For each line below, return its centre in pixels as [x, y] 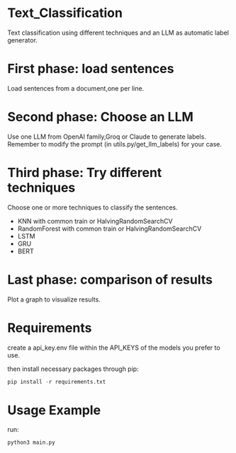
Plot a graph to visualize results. [54, 299]
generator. [22, 40]
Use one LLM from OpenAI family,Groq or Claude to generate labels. [107, 137]
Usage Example [54, 410]
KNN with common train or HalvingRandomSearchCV [95, 221]
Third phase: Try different [85, 173]
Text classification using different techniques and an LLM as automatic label [118, 33]
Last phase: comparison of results [110, 279]
